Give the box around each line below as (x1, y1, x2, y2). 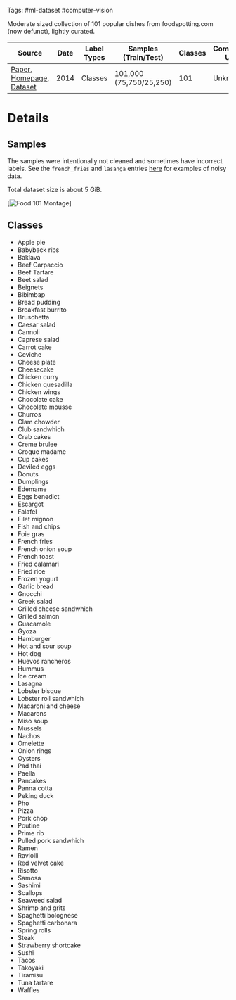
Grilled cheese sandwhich (17, 605, 93, 613)
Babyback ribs (17, 246, 60, 254)
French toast (17, 552, 55, 560)
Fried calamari (17, 559, 60, 568)
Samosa (17, 873, 41, 882)
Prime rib (17, 828, 44, 837)
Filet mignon (17, 514, 54, 523)
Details (7, 110, 49, 126)
